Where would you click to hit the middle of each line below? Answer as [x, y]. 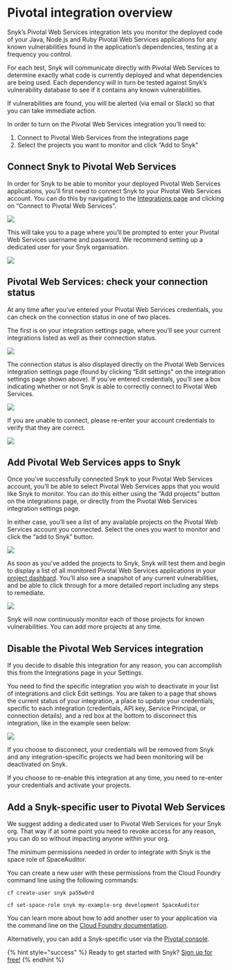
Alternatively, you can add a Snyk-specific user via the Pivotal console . [108, 939]
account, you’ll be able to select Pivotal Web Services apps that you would [114, 486]
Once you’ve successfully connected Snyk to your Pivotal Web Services [110, 479]
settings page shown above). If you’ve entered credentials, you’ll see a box [114, 379]
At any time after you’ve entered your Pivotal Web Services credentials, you [115, 309]
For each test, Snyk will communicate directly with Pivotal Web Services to [114, 67]
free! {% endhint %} [36, 960]
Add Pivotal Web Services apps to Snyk [94, 462]
